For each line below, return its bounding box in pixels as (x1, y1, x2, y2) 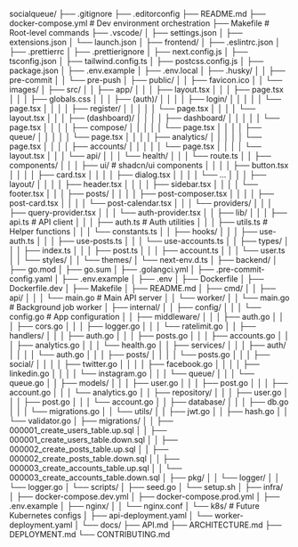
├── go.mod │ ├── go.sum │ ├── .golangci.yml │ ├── (9, 264, 214, 274)
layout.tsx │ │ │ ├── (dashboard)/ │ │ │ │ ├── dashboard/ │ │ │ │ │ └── (9, 112, 280, 123)
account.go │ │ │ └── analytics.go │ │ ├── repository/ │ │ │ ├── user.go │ (9, 388, 289, 397)
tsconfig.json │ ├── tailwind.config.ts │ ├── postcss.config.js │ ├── (9, 56, 264, 66)
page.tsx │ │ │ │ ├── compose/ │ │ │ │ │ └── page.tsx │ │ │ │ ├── (9, 122, 262, 133)
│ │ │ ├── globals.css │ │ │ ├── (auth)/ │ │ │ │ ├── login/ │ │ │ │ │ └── (9, 94, 282, 104)
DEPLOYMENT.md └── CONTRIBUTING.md (9, 529, 171, 539)
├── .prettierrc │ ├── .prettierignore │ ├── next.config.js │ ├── (9, 46, 248, 57)
